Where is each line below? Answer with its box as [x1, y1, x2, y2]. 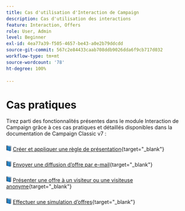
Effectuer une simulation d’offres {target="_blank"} [12, 199, 135, 206]
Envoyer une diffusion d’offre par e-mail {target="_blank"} [12, 161, 153, 168]
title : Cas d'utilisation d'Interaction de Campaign [6, 9, 139, 15]
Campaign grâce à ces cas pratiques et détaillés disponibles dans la [6, 124, 173, 131]
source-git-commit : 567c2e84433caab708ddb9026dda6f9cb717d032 [6, 47, 163, 53]
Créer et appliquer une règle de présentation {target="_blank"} [12, 145, 165, 153]
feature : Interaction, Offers [6, 22, 81, 28]
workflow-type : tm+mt [6, 53, 60, 59]
